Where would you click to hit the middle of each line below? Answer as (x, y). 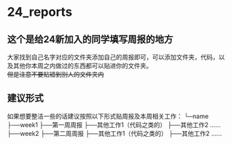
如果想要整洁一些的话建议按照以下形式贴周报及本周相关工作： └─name (108, 116)
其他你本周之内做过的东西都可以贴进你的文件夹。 (83, 66)
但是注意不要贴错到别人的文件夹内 (56, 74)
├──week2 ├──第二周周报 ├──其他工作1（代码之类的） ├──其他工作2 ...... (115, 133)
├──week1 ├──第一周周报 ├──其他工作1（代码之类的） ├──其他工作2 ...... (114, 124)
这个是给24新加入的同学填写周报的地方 (90, 39)
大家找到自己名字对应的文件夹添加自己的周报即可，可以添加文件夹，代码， (113, 57)
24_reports (40, 12)
